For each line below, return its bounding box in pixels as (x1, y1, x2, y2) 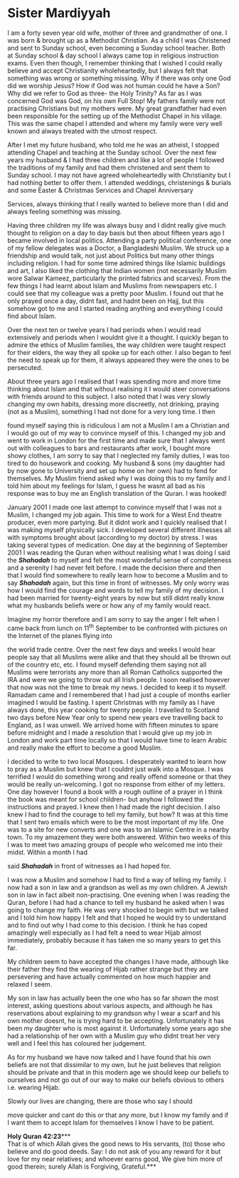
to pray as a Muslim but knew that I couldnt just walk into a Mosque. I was (7, 765, 224, 773)
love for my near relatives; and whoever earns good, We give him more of (7, 1155, 223, 1163)
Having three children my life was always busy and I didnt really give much (7, 221, 226, 229)
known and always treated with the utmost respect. (7, 127, 158, 135)
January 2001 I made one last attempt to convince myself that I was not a (7, 503, 222, 511)
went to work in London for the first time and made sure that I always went (7, 436, 225, 445)
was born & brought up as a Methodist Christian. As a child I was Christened (7, 36, 231, 44)
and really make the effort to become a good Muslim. (7, 743, 163, 752)
